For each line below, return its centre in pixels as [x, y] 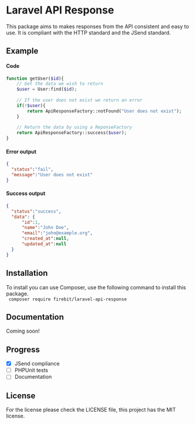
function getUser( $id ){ [35, 78]
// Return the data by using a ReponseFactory [74, 127]
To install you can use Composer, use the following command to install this [96, 287]
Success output [26, 193]
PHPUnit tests [31, 370]
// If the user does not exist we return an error [80, 100]
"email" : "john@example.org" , [57, 233]
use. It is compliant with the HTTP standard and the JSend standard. [88, 32]
